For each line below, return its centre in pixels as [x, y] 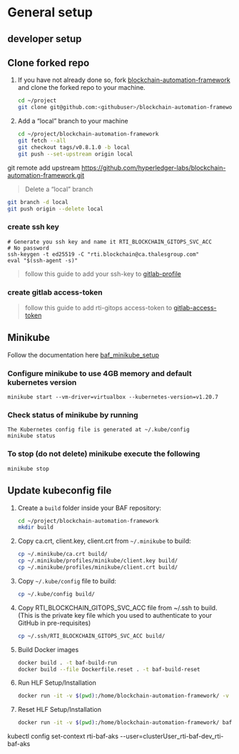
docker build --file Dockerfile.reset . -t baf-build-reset [109, 669]
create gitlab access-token [55, 292]
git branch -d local [38, 202]
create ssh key [33, 227]
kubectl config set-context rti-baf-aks [63, 736]
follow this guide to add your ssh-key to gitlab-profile [103, 274]
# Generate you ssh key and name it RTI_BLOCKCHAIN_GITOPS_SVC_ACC [110, 242]
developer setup [45, 39]
